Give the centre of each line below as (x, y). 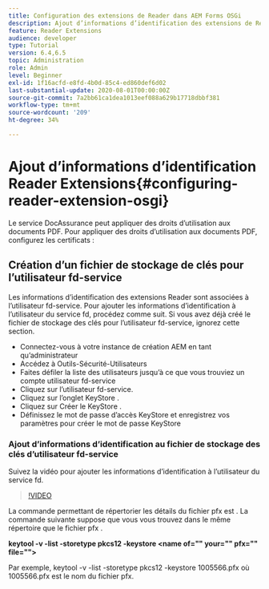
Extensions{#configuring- (149, 184)
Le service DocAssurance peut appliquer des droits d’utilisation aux (119, 223)
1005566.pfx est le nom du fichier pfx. (71, 576)
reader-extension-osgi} (89, 201)
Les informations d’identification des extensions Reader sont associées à (129, 297)
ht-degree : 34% (34, 120)
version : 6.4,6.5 (37, 53)
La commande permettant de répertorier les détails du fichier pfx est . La (128, 510)
